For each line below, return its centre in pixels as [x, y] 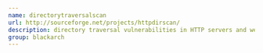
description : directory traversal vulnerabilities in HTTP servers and [127, 30]
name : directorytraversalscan [58, 15]
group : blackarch [36, 37]
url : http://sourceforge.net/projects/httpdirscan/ [94, 23]
